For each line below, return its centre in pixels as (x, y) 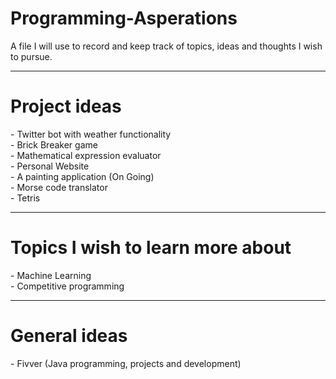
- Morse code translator (59, 187)
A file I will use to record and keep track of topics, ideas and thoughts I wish (166, 46)
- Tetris (25, 198)
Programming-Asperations (124, 18)
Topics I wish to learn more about (151, 248)
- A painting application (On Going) (82, 176)
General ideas (69, 336)
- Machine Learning (51, 275)
